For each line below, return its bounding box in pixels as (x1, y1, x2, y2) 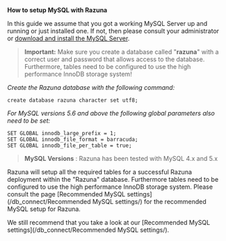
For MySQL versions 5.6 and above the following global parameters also (7, 109, 216, 117)
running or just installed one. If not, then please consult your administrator (7, 27, 220, 35)
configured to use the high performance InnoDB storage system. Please (7, 182, 213, 191)
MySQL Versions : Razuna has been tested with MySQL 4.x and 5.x (24, 155, 218, 162)
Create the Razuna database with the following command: (7, 84, 175, 91)
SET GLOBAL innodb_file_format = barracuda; (7, 136, 138, 143)
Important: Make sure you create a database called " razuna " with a (24, 48, 219, 56)
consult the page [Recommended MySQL (7, 190, 126, 198)
